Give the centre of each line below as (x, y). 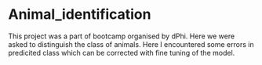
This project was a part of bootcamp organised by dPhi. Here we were (122, 36)
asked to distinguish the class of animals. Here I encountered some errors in (131, 44)
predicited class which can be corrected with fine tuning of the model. (122, 52)
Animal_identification (80, 14)
